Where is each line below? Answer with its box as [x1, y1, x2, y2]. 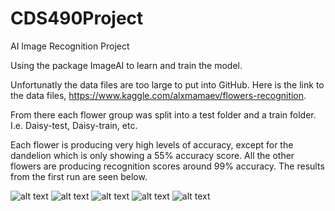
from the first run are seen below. [10, 170, 148, 182]
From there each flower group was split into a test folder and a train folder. [10, 108, 317, 121]
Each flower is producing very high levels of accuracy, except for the [10, 138, 294, 151]
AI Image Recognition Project [10, 40, 130, 52]
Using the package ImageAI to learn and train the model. [10, 59, 243, 71]
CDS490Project [10, 7, 144, 30]
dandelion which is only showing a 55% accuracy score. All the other [10, 149, 295, 161]
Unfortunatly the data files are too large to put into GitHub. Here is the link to [10, 78, 325, 91]
